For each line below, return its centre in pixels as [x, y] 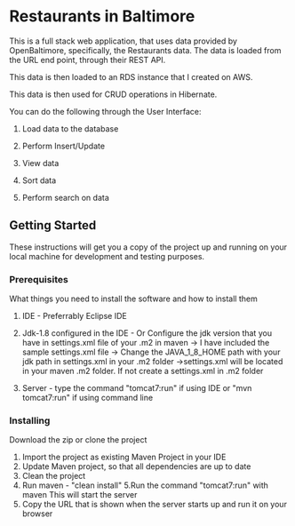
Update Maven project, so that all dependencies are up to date [136, 466]
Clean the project [54, 476]
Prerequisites [39, 279]
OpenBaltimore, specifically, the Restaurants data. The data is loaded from [145, 50]
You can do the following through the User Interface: [105, 111]
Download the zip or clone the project [78, 440]
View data [40, 163]
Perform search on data [65, 197]
